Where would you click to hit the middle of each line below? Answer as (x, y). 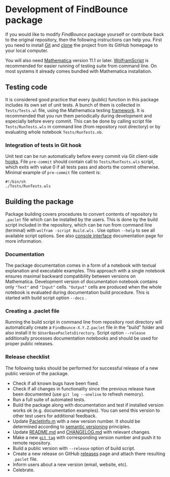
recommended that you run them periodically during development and (79, 116)
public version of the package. (37, 373)
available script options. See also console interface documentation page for (84, 236)
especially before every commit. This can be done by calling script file (79, 121)
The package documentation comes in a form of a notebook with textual (81, 265)
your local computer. (27, 50)
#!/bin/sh (16, 182)
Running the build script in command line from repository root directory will (84, 322)
